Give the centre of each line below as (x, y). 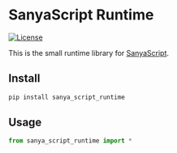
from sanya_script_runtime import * (70, 141)
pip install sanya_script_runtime (67, 97)
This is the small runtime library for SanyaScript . (88, 53)
